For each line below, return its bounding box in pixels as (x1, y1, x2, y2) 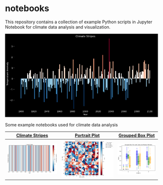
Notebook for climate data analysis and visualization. (5, 24, 111, 30)
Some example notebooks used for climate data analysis (5, 122, 118, 127)
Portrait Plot (75, 133, 100, 139)
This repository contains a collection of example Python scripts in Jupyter (5, 19, 153, 25)
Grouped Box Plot (118, 133, 155, 139)
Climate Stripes (16, 133, 49, 139)
